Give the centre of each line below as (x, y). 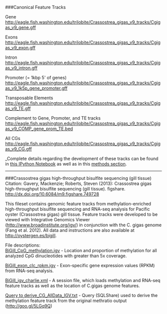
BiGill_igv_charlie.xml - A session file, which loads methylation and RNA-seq (83, 280)
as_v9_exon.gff (20, 48)
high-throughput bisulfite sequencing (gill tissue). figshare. (65, 189)
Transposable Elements (29, 98)
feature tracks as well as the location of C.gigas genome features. (73, 286)
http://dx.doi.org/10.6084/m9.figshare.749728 (52, 194)
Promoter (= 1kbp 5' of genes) (36, 78)
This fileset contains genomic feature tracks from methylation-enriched (78, 204)
